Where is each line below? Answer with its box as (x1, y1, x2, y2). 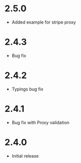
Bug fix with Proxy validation (11, 119, 70, 125)
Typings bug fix (11, 86, 44, 92)
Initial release (11, 153, 39, 159)
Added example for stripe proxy (11, 19, 76, 25)
